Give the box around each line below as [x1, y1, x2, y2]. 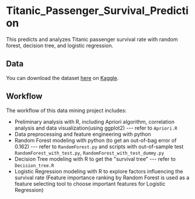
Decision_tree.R [14, 162, 54, 169]
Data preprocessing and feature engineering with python [14, 130, 151, 138]
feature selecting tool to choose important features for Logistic [14, 180, 166, 187]
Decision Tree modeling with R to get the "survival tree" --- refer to [14, 155, 176, 162]
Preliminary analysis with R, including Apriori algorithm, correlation [14, 118, 175, 125]
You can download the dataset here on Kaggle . [6, 74, 119, 81]
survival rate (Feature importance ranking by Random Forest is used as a [14, 174, 190, 181]
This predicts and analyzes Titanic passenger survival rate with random [6, 36, 178, 43]
